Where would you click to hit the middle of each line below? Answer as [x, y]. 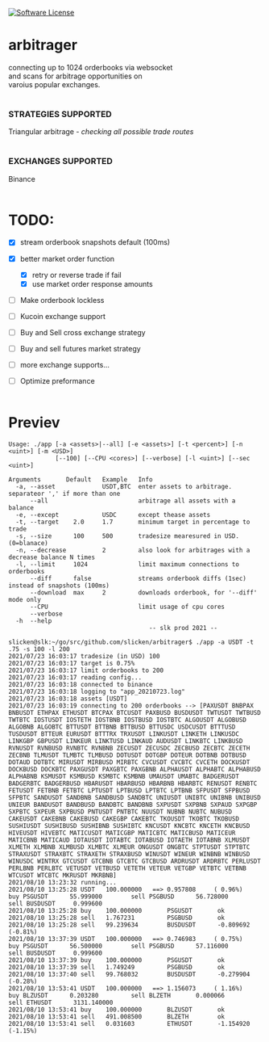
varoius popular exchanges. [54, 84]
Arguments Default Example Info [81, 480]
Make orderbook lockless [62, 300]
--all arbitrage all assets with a [132, 501]
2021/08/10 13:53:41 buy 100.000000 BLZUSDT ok [117, 1010]
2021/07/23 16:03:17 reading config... [75, 678]
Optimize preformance [57, 381]
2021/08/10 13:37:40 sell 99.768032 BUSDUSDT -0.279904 [129, 975]
